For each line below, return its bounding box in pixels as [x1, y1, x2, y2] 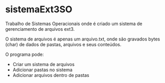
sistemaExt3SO [5, 4, 73, 15]
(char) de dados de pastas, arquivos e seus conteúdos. [5, 41, 122, 47]
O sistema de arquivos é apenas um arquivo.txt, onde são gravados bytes [5, 36, 160, 42]
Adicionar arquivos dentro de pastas [12, 72, 89, 78]
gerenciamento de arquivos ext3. [5, 26, 75, 32]
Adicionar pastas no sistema [12, 67, 73, 73]
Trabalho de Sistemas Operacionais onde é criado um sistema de [5, 20, 143, 27]
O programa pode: [5, 51, 44, 57]
